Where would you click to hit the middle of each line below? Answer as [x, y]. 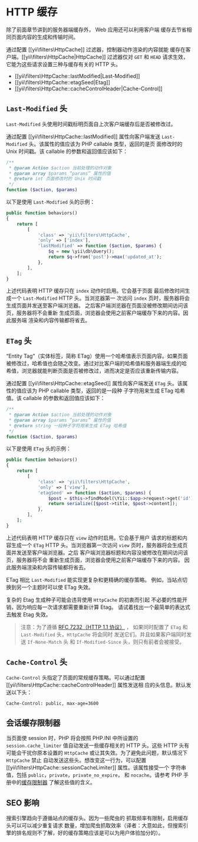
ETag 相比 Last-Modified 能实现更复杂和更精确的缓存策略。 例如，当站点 [94, 579]
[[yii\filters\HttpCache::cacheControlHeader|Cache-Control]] [89, 89]
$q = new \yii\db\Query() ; [81, 251]
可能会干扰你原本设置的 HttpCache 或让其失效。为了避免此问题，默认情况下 [97, 753]
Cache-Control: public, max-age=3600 [52, 703]
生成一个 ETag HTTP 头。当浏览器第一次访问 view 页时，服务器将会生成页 [99, 545]
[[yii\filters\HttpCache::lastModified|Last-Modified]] [77, 76]
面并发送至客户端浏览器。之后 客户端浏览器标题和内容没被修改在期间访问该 [97, 552]
